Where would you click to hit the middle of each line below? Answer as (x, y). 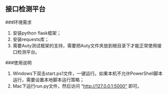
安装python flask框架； (37, 33)
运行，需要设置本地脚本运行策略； (48, 79)
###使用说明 (19, 63)
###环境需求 (19, 22)
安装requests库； (31, 39)
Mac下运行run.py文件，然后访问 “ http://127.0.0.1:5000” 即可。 (77, 86)
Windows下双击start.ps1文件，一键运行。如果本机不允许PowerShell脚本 (88, 73)
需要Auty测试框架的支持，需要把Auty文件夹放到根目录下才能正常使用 (85, 45)
